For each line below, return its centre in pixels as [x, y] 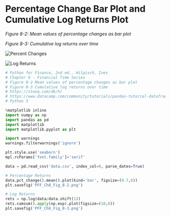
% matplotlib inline [26, 111]
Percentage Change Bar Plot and [76, 9]
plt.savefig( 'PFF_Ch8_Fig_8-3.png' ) [44, 209]
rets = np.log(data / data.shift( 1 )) [43, 199]
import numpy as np [26, 115]
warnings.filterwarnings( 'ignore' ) [43, 143]
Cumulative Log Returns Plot [67, 20]
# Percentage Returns [28, 175]
